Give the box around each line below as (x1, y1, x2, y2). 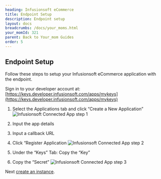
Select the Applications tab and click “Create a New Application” (12, 106, 144, 112)
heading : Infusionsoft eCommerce (5, 7, 74, 12)
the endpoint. (5, 76, 33, 82)
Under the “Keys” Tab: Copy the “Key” (12, 149, 90, 155)
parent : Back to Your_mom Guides (5, 35, 74, 40)
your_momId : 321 (5, 30, 39, 35)
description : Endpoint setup (5, 16, 65, 21)
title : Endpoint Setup (5, 12, 52, 17)
